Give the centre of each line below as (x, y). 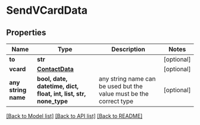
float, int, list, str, (61, 94)
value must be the (124, 94)
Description (128, 49)
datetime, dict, (58, 86)
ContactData (55, 69)
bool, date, (52, 79)
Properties (26, 33)
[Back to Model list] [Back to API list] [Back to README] (74, 116)
